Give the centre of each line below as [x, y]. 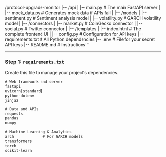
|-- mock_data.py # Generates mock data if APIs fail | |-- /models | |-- [76, 13]
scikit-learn [19, 150]
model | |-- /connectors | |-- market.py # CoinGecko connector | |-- [74, 23]
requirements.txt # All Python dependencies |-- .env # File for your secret [80, 39]
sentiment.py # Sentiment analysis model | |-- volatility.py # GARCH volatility [83, 18]
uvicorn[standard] [24, 91]
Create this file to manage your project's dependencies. [62, 73]
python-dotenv [20, 96]
